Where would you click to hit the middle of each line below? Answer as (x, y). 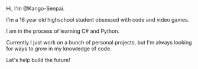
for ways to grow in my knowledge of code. (59, 49)
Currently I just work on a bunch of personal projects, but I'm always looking (99, 42)
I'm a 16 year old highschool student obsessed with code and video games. (98, 20)
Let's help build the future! (38, 60)
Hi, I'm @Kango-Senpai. (35, 8)
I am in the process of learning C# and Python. (63, 31)
